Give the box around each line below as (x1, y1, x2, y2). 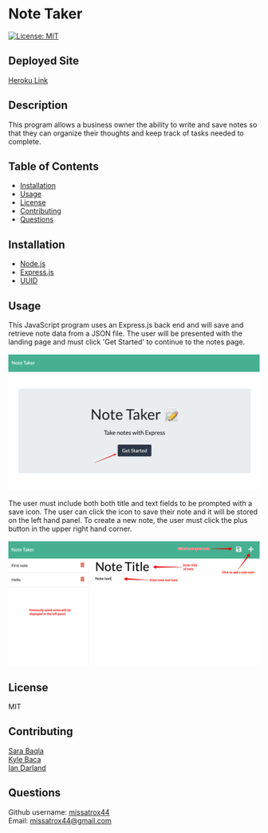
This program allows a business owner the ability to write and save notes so (8, 120, 258, 129)
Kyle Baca (8, 754, 41, 764)
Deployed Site (8, 54, 80, 68)
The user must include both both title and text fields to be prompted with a (8, 499, 253, 509)
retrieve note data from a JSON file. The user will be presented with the (8, 328, 243, 338)
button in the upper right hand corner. (8, 524, 132, 534)
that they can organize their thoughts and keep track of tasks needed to (8, 128, 245, 138)
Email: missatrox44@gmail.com (8, 815, 112, 825)
